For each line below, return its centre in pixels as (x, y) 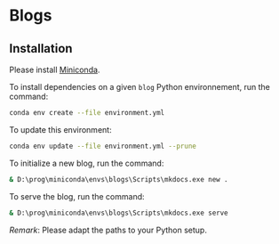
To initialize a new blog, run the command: (87, 163)
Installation (41, 49)
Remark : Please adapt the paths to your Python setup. (108, 230)
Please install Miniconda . (55, 69)
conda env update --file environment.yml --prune (103, 146)
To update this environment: (61, 129)
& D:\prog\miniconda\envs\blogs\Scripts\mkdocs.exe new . (119, 179)
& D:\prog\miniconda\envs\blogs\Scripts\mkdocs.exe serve (119, 213)
